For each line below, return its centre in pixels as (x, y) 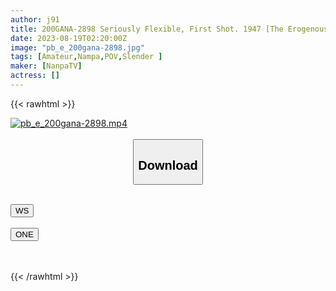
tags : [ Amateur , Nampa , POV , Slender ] (86, 57)
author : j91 (35, 19)
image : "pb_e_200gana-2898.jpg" (77, 47)
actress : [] (35, 76)
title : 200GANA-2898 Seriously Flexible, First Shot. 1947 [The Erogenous (169, 29)
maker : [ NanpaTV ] (46, 66)
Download (168, 165)
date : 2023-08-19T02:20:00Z (69, 38)
